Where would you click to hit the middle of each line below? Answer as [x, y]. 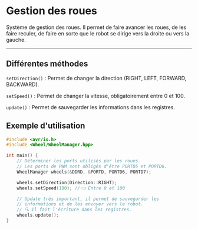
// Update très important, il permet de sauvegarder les [88, 199]
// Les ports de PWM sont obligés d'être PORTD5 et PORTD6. [92, 166]
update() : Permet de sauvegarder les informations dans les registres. [91, 107]
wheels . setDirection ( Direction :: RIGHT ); [67, 182]
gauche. [16, 40]
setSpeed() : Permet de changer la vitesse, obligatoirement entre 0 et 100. [96, 96]
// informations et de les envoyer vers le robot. [80, 204]
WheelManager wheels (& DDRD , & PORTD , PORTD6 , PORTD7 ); [84, 172]
